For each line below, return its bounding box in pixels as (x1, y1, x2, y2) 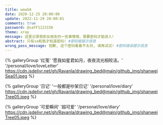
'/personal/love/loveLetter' (5, 63, 59, 69)
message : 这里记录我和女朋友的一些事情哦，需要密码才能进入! (5, 35, 114, 39)
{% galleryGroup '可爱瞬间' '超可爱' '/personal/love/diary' (5, 104, 121, 109)
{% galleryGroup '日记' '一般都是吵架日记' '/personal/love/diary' (5, 83, 133, 89)
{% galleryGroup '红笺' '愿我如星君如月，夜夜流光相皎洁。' (5, 57, 123, 63)
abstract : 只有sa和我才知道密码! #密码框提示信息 (5, 39, 96, 44)
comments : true (5, 20, 36, 26)
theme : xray (5, 30, 29, 35)
